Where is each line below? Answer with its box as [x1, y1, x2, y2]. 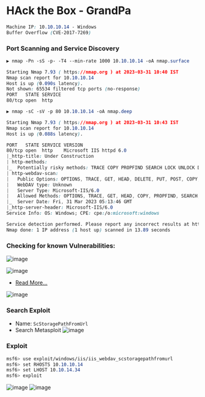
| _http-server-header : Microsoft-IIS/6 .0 [6, 204, 113, 211]
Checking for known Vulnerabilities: [6, 241, 116, 250]
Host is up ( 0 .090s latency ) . [6, 80, 84, 86]
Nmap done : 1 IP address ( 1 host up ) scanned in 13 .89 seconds [6, 227, 171, 233]
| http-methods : [6, 159, 48, 165]
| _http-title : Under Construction [6, 154, 95, 160]
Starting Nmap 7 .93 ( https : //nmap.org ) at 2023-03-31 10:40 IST [6, 69, 179, 75]
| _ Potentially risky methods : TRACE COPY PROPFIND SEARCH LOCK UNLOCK [6, 165, 195, 171]
